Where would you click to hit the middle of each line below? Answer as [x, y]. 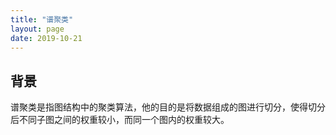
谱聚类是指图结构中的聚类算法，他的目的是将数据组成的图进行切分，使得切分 [168, 107]
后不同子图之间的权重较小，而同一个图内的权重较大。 [120, 120]
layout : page [37, 29]
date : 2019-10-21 [46, 38]
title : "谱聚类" [42, 19]
